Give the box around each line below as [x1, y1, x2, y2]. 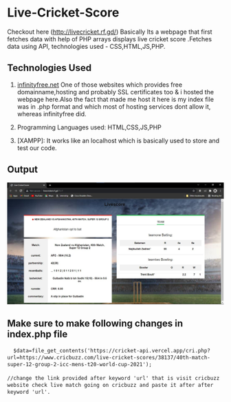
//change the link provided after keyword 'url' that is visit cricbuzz [7, 375, 220, 382]
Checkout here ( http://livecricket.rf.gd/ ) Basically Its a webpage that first [7, 28, 212, 36]
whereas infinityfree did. [16, 109, 87, 118]
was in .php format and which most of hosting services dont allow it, [16, 102, 211, 111]
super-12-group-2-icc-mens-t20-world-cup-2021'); [7, 361, 153, 368]
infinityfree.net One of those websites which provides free [16, 81, 183, 89]
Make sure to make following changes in [7, 317, 184, 329]
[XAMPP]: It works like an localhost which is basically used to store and [16, 136, 220, 145]
